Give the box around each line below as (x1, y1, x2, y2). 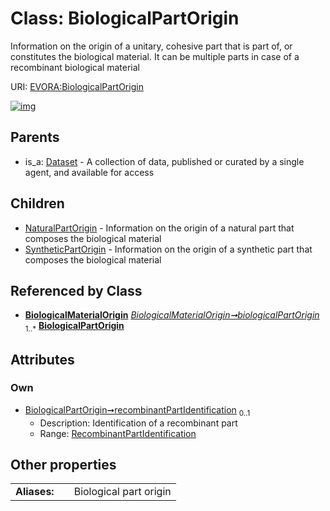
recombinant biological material (10, 61, 140, 73)
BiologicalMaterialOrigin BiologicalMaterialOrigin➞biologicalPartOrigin (24, 309, 320, 321)
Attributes (10, 351, 75, 368)
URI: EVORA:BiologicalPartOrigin (10, 80, 144, 92)
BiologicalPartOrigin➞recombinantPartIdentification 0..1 (24, 403, 251, 418)
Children (10, 195, 65, 212)
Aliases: (15, 485, 55, 499)
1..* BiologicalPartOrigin (24, 320, 125, 334)
